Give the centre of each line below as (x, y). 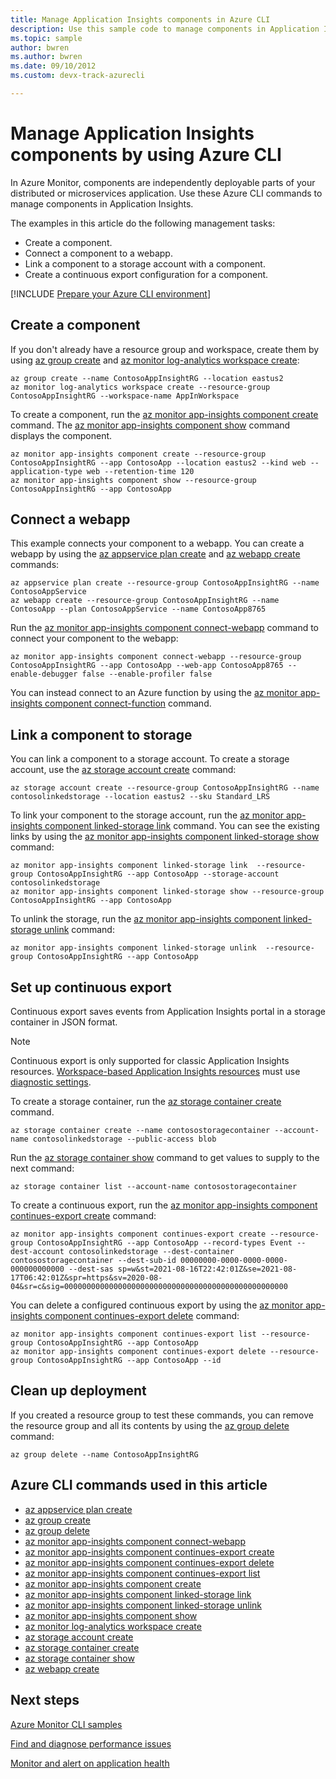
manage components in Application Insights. (102, 203)
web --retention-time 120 (140, 471)
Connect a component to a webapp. (98, 253)
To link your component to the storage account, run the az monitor (147, 815)
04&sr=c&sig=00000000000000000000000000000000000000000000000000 (149, 1287)
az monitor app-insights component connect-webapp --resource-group (156, 657)
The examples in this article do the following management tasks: (143, 223)
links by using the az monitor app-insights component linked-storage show (165, 837)
